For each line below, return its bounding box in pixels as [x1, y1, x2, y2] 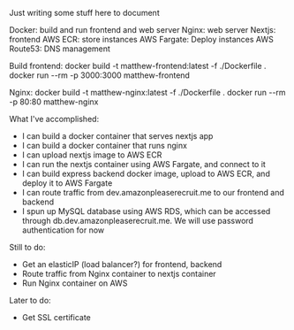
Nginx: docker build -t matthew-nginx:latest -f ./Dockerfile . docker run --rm [9, 88, 286, 97]
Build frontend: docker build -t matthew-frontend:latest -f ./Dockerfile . [9, 61, 267, 71]
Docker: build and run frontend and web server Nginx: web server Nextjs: [9, 25, 276, 35]
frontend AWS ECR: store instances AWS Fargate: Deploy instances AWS [9, 35, 274, 44]
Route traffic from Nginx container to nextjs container [21, 269, 216, 279]
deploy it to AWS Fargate [21, 178, 113, 188]
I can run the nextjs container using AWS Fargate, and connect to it [21, 159, 267, 169]
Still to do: [9, 242, 46, 252]
